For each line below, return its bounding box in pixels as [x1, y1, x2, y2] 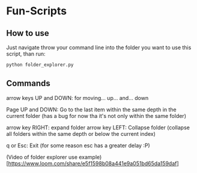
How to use [6, 28, 49, 38]
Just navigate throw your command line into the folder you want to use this [6, 44, 192, 51]
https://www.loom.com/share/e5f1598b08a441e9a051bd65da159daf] [8, 160, 179, 167]
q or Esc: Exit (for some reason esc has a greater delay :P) [6, 142, 150, 149]
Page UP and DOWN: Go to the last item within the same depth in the [6, 106, 177, 113]
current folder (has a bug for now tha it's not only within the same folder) [6, 112, 186, 119]
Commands [6, 78, 51, 89]
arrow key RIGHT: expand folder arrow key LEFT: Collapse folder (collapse [6, 124, 190, 131]
